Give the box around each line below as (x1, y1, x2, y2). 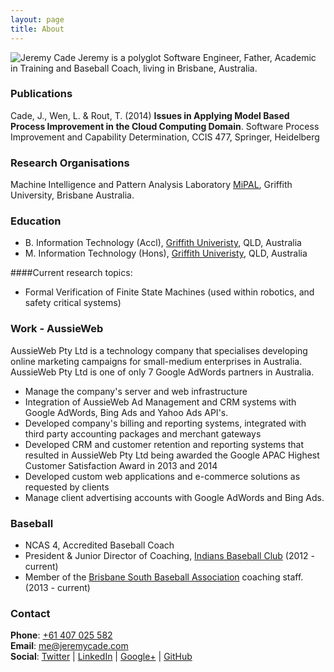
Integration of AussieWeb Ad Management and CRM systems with (24, 396, 297, 408)
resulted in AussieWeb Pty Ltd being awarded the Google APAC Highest (24, 449, 320, 461)
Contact (10, 606, 51, 620)
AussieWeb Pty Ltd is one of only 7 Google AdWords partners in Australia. (10, 366, 315, 378)
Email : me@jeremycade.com (10, 640, 129, 652)
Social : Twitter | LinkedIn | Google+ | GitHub (10, 651, 193, 663)
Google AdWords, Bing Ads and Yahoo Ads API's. (24, 406, 229, 418)
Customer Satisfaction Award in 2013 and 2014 (24, 459, 218, 471)
